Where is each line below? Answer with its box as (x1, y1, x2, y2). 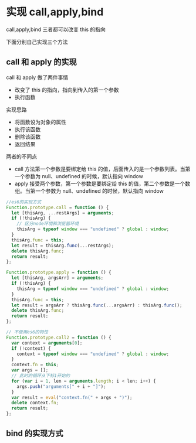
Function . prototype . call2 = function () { (6, 335, 111, 340)
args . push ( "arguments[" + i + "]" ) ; (16, 383, 107, 390)
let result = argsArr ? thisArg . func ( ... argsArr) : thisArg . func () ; (11, 302, 183, 308)
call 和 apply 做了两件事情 (6, 74, 69, 81)
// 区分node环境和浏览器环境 (16, 221, 79, 227)
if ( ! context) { (11, 345, 51, 352)
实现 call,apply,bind (6, 5, 104, 19)
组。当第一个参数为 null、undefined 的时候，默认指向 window (14, 187, 164, 194)
